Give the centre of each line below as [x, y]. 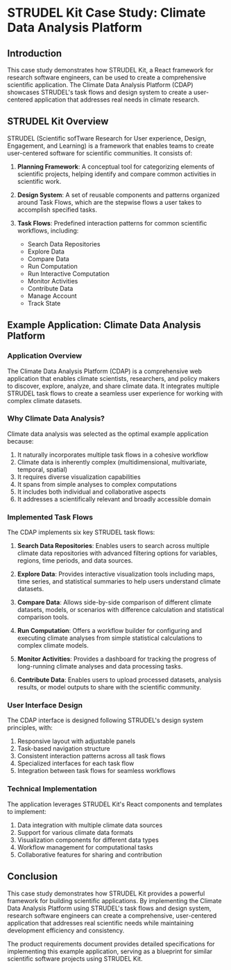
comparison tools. [43, 617]
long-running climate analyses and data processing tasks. [100, 666]
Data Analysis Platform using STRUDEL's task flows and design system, [109, 908]
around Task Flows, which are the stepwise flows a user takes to [110, 202]
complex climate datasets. [44, 400]
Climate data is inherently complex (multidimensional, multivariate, [112, 462]
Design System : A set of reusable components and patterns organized [118, 195]
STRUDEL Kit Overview [58, 122]
